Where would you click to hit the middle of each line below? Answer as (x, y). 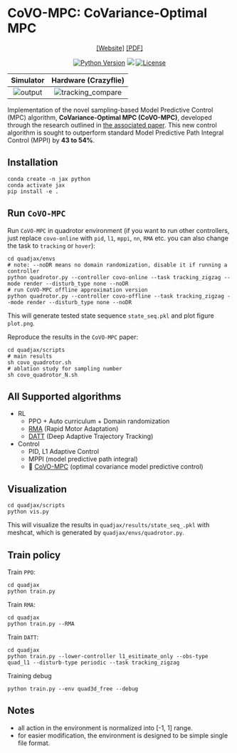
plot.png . (21, 323)
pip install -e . (33, 191)
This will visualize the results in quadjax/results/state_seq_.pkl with (109, 525)
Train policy (34, 555)
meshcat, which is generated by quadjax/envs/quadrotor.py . (96, 533)
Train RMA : (21, 604)
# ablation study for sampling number (65, 368)
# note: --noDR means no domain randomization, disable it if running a (117, 265)
